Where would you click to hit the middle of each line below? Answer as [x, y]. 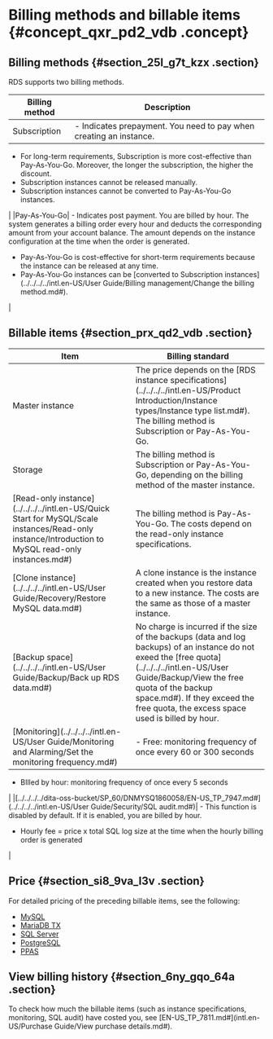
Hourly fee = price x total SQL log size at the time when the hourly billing [142, 831]
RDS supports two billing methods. [66, 82]
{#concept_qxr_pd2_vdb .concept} [129, 32]
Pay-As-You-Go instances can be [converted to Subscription [121, 274]
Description [167, 107]
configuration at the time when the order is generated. [99, 241]
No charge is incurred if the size [196, 627]
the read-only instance [180, 534]
